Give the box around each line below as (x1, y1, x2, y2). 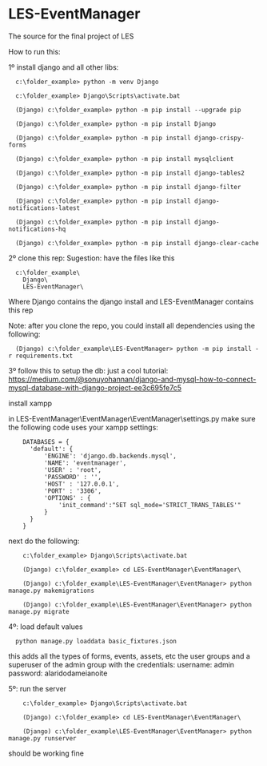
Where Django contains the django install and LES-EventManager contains (8, 296, 254, 306)
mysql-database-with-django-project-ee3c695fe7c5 (8, 382, 182, 393)
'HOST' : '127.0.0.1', (43, 480, 120, 488)
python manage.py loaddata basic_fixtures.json (15, 637, 177, 645)
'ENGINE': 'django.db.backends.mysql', (43, 452, 177, 460)
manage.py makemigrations (8, 587, 94, 595)
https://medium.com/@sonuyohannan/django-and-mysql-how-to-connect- (8, 374, 257, 384)
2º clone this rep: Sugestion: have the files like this (8, 253, 175, 263)
